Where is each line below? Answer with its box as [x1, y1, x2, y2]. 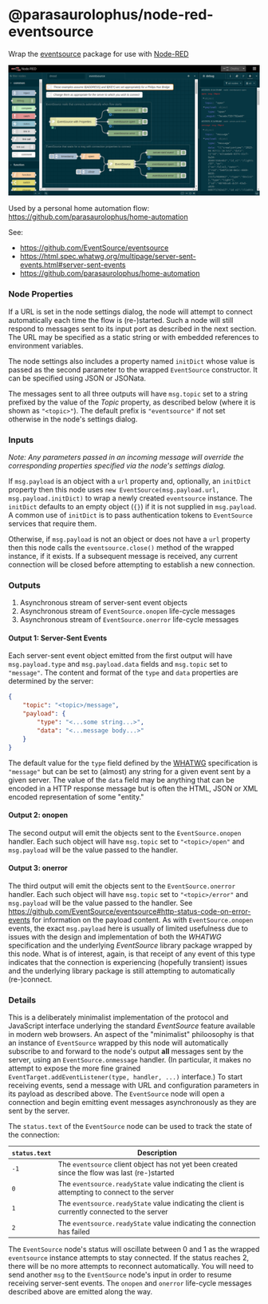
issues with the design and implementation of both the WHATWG [8, 931, 222, 941]
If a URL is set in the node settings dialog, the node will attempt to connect [8, 306, 253, 317]
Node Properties [8, 289, 73, 300]
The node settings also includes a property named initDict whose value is [8, 356, 255, 365]
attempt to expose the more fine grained [8, 1063, 141, 1073]
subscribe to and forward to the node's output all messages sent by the [8, 1047, 244, 1056]
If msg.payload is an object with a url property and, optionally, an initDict [8, 476, 251, 485]
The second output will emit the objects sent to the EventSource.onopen [8, 827, 242, 837]
